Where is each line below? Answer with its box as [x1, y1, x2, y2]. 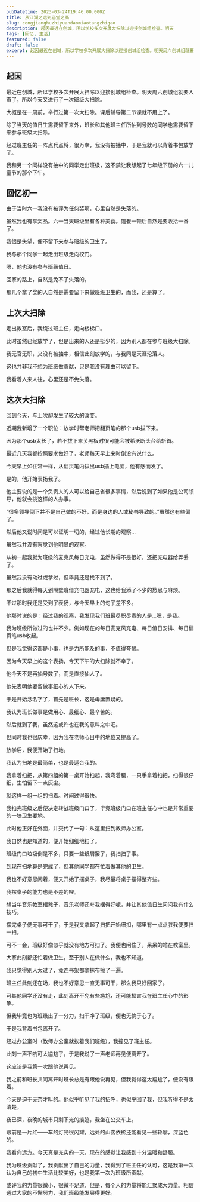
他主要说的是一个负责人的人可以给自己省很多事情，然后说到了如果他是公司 [6, 488, 189, 495]
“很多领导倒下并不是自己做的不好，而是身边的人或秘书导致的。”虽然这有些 [6, 508, 186, 515]
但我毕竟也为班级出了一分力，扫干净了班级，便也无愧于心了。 [6, 1012, 158, 1019]
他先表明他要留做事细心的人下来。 [6, 683, 90, 690]
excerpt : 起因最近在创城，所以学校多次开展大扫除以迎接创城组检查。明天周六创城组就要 [6, 48, 195, 54]
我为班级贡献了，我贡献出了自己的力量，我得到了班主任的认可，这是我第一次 [6, 1161, 194, 1169]
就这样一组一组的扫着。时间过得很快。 [6, 792, 100, 799]
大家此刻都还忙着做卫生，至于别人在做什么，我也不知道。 [6, 954, 147, 961]
